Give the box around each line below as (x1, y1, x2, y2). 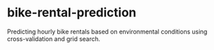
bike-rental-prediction (7, 5, 137, 21)
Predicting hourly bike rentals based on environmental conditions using (7, 27, 208, 36)
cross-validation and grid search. (7, 34, 101, 42)
